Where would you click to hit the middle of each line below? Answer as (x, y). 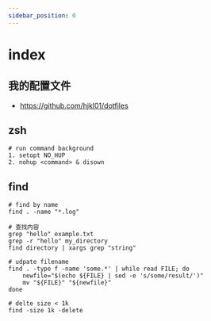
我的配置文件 (40, 86)
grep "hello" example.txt (51, 235)
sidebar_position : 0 (42, 15)
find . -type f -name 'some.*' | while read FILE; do (99, 269)
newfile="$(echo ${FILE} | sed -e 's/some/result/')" (113, 276)
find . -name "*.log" (44, 212)
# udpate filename (38, 262)
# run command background (51, 149)
